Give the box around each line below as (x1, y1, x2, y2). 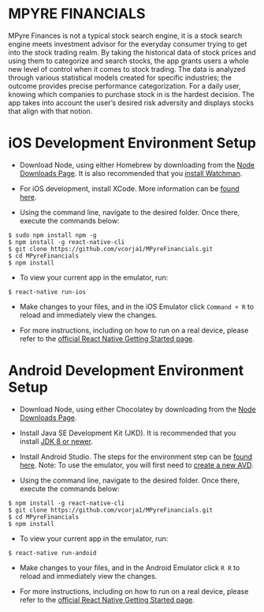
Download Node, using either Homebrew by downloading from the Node (19, 160, 255, 170)
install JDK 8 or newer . (19, 436, 93, 446)
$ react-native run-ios (8, 287, 87, 296)
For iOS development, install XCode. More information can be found (19, 183, 240, 193)
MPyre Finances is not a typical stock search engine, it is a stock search (8, 31, 243, 40)
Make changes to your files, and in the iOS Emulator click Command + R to (19, 302, 255, 311)
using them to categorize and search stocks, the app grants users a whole (8, 56, 250, 66)
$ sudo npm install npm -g (8, 231, 97, 239)
